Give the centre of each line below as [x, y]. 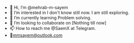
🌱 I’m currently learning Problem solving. [50, 18]
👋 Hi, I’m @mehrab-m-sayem [39, 7]
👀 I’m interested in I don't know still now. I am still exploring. [69, 13]
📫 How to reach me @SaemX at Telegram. [53, 28]
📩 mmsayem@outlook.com [36, 35]
